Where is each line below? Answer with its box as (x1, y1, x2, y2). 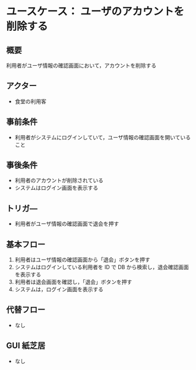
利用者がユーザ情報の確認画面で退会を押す (14, 220, 119, 228)
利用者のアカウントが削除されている (14, 177, 104, 184)
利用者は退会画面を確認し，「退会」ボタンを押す (14, 279, 132, 286)
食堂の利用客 (14, 98, 46, 105)
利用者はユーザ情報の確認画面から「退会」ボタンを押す (14, 256, 150, 263)
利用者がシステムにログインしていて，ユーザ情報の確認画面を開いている (14, 133, 191, 141)
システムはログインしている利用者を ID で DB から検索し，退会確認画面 (14, 264, 189, 271)
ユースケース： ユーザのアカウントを (6, 5, 185, 18)
